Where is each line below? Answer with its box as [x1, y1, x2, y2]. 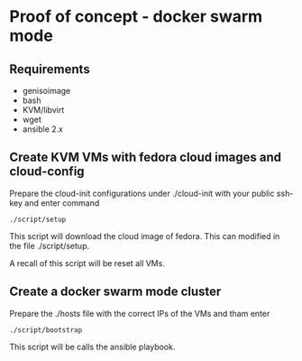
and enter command [24, 197, 100, 208]
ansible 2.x [22, 124, 63, 134]
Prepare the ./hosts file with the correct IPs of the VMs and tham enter [9, 308, 270, 319]
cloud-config [9, 164, 85, 180]
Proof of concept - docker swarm [9, 6, 263, 27]
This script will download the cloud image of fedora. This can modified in [9, 230, 280, 241]
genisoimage [22, 86, 71, 96]
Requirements [9, 61, 90, 77]
